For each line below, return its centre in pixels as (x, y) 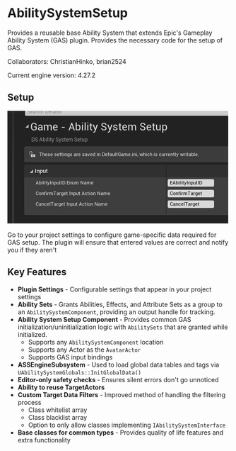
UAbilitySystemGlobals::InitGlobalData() (79, 373)
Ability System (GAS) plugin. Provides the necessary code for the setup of (115, 40)
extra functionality (44, 440)
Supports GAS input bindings (70, 357)
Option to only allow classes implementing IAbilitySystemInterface (127, 425)
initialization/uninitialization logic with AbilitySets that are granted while (123, 327)
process (29, 402)
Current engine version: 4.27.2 (52, 75)
